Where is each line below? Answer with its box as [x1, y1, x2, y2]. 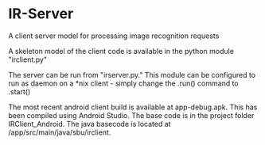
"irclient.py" [8, 55, 48, 64]
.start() [8, 86, 31, 96]
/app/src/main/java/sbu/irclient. [8, 128, 111, 137]
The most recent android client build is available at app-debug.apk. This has [8, 102, 258, 112]
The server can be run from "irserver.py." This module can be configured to [8, 70, 256, 79]
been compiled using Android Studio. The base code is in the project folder [8, 110, 255, 120]
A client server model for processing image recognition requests [8, 31, 220, 40]
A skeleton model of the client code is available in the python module [8, 46, 235, 55]
